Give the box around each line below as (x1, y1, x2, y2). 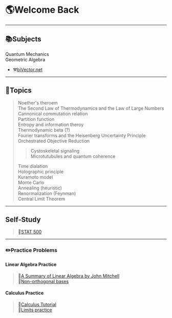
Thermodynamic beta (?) (17, 126, 71, 133)
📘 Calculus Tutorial (17, 301, 56, 307)
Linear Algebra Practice (5, 261, 57, 267)
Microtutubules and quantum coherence (30, 153, 116, 159)
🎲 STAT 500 (17, 229, 42, 235)
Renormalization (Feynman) (17, 190, 76, 196)
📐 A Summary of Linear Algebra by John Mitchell (17, 272, 120, 279)
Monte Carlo (17, 179, 45, 185)
